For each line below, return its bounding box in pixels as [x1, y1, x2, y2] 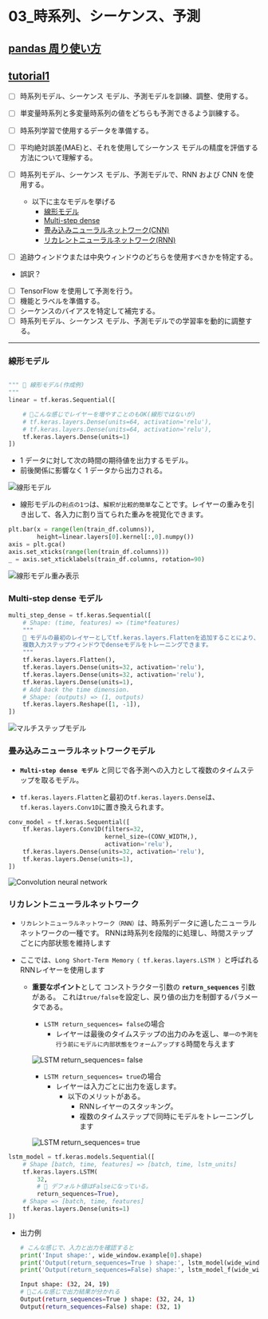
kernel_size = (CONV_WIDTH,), [104, 833, 198, 841]
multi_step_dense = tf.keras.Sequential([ [8, 611, 152, 620]
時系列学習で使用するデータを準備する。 [19, 126, 153, 135]
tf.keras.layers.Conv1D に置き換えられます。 [19, 802, 168, 811]
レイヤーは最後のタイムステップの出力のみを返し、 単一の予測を [55, 1029, 259, 1038]
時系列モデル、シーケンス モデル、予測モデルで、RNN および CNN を [19, 169, 247, 179]
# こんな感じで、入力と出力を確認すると [19, 1244, 134, 1252]
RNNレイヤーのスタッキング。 [79, 1101, 178, 1111]
